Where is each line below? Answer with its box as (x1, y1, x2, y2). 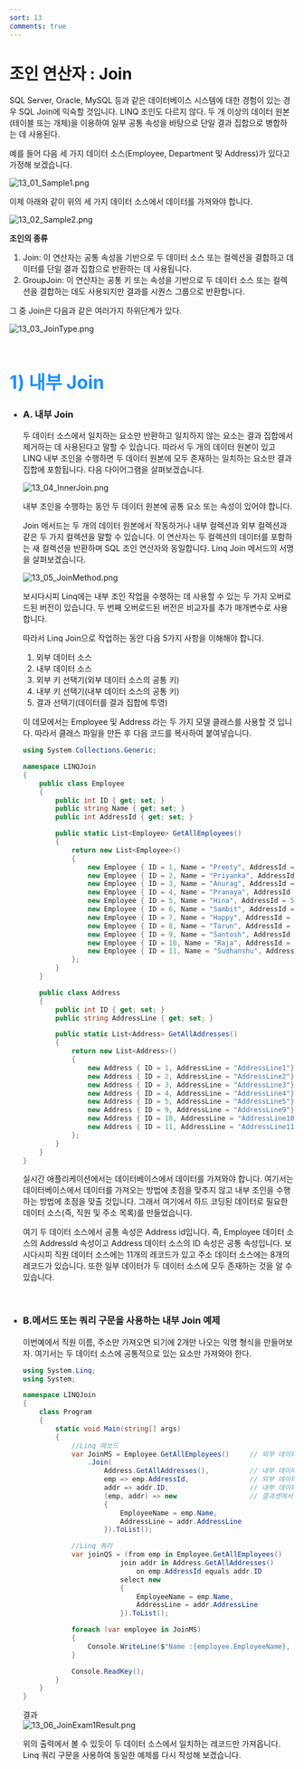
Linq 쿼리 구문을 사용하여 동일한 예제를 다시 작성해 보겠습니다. (22, 1750, 242, 1761)
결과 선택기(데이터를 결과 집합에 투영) (35, 698, 168, 709)
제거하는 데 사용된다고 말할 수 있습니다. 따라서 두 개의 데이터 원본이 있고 (22, 442, 276, 452)
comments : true (9, 22, 67, 31)
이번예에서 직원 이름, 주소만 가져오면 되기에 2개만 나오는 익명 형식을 (22, 1336, 262, 1347)
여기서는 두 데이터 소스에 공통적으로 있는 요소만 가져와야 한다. (34, 1347, 252, 1358)
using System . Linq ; (22, 1365, 97, 1375)
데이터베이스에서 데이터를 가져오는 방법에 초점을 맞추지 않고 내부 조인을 (22, 1184, 274, 1195)
